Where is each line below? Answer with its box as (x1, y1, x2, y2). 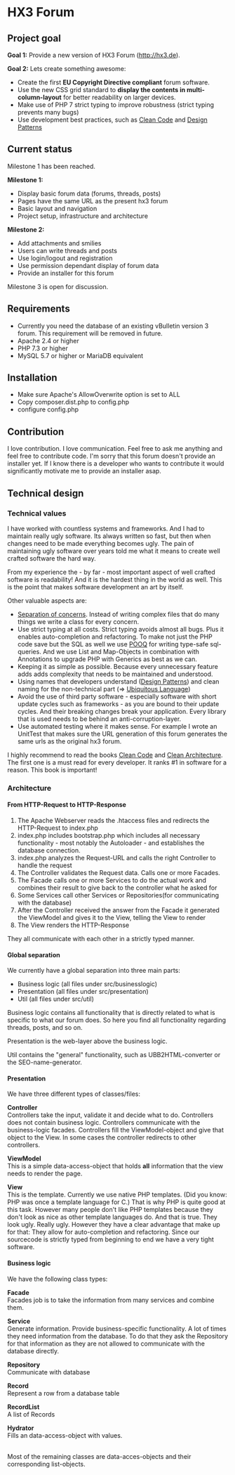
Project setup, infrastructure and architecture (17, 212, 149, 220)
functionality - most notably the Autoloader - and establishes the (17, 838, 205, 848)
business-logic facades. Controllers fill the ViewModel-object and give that (7, 1126, 224, 1135)
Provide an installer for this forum (17, 269, 114, 277)
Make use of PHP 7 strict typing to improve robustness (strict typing (17, 101, 215, 109)
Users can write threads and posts (17, 246, 118, 255)
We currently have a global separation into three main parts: (7, 966, 181, 975)
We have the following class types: (7, 1275, 108, 1283)
